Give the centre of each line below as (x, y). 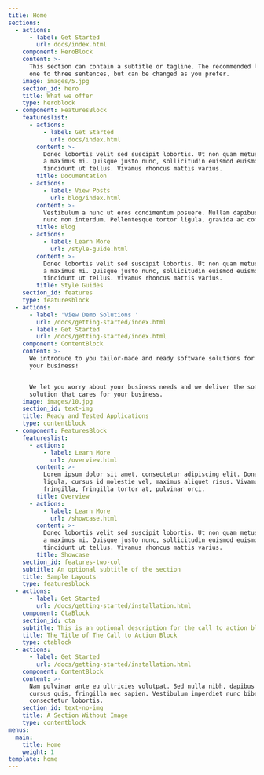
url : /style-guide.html (89, 249)
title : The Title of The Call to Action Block (100, 635)
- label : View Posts (77, 190)
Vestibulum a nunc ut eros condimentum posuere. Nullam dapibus (150, 213)
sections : (24, 23)
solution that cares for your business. (96, 394)
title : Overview (63, 496)
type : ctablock (47, 642)
